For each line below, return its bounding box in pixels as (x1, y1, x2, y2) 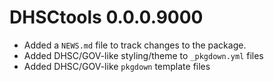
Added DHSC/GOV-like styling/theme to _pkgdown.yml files (23, 49, 264, 61)
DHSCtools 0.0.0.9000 (9, 6, 204, 29)
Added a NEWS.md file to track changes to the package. (23, 39, 247, 51)
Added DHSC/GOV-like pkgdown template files (23, 60, 211, 72)
